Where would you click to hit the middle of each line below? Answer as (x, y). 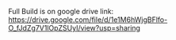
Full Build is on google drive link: (61, 11)
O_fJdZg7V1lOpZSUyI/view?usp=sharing (75, 28)
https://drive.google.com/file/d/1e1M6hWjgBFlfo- (88, 20)
